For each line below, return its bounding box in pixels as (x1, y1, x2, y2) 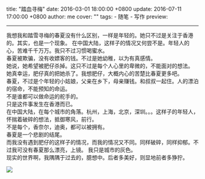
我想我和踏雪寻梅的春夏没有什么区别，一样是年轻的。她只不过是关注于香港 (6, 32, 193, 38)
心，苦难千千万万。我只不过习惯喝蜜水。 (6, 47, 108, 54)
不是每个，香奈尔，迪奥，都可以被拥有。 (6, 123, 108, 130)
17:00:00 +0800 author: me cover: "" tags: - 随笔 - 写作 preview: (6, 13, 168, 20)
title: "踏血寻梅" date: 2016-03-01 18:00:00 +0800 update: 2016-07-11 (6, 5, 182, 12)
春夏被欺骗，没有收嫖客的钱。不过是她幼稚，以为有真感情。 (6, 54, 156, 62)
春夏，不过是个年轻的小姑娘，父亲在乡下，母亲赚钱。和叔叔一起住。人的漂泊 (6, 78, 199, 84)
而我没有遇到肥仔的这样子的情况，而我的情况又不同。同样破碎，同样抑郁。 (6, 139, 193, 145)
